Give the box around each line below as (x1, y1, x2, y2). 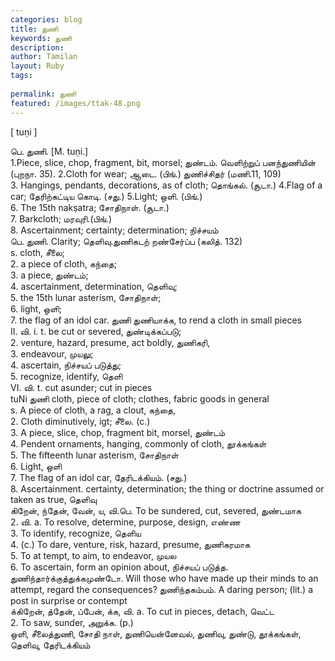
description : (10, 42, 65, 53)
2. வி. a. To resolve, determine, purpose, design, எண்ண (10, 516, 241, 528)
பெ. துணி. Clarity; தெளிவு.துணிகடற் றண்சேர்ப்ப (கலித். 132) (10, 235, 243, 247)
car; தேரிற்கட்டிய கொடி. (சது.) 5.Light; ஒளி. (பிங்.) (10, 190, 203, 202)
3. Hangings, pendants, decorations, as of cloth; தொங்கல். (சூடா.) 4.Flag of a (10, 179, 323, 191)
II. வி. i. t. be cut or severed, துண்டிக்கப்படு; (10, 325, 182, 337)
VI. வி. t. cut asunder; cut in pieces (10, 381, 153, 393)
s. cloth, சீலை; (10, 246, 65, 258)
